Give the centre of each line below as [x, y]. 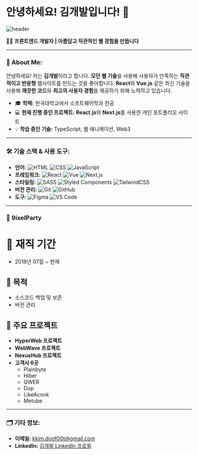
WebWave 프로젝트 [37, 348]
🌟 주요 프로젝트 [32, 325]
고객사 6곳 [27, 363]
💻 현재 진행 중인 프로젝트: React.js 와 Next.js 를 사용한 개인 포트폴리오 [96, 112]
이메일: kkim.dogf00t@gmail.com [55, 438]
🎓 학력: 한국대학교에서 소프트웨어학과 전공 [64, 103]
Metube [33, 401]
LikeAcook [36, 395]
